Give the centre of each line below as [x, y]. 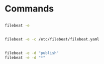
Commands [29, 9]
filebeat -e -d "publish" [32, 53]
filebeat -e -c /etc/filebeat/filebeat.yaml [52, 39]
